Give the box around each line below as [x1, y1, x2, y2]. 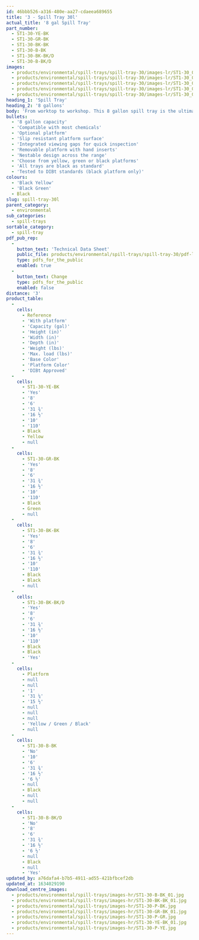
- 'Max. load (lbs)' [21, 351, 73, 357]
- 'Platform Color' [21, 362, 70, 368]
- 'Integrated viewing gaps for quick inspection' [11, 141, 139, 147]
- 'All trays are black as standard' [11, 163, 105, 169]
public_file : [17, 252, 49, 258]
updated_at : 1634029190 [6, 881, 65, 887]
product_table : [6, 296, 44, 302]
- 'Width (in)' [21, 334, 60, 340]
